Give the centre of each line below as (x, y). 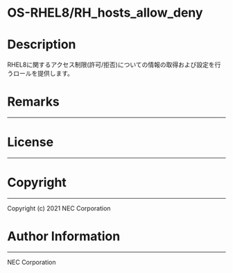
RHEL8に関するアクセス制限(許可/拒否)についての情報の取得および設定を (111, 65)
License (31, 142)
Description (42, 45)
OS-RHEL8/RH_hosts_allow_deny (105, 13)
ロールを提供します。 (43, 74)
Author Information (64, 237)
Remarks (34, 102)
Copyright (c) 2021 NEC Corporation (59, 208)
